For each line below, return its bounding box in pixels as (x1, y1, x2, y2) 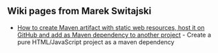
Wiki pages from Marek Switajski (7, 5, 152, 17)
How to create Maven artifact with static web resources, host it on (17, 23, 205, 31)
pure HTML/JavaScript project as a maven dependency (17, 37, 175, 46)
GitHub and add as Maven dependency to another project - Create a (17, 31, 212, 39)
